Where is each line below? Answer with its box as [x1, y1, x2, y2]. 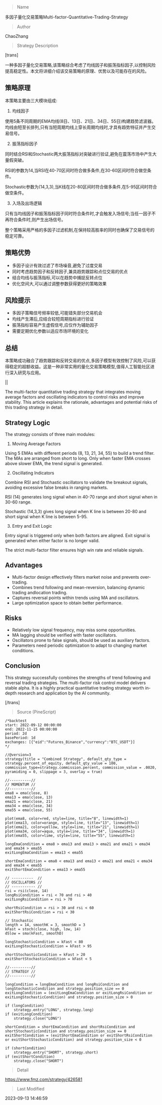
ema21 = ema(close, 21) [5, 799, 53, 804]
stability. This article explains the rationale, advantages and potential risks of [5, 399, 158, 405]
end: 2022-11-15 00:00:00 [5, 726, 57, 732]
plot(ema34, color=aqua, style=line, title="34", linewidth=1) [5, 829, 135, 834]
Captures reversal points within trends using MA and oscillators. [12, 595, 140, 601]
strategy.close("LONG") [14, 1016, 62, 1021]
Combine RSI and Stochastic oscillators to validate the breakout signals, [5, 480, 148, 485]
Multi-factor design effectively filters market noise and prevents [12, 574, 139, 580]
